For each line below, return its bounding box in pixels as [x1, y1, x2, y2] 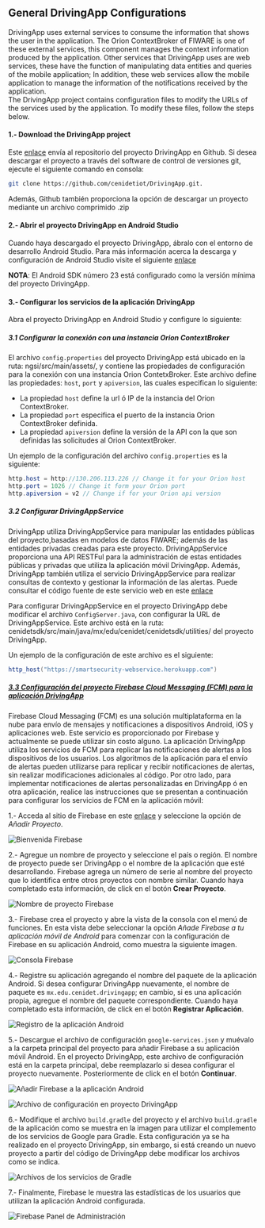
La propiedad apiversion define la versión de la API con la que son [19, 428, 237, 437]
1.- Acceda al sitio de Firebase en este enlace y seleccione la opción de [8, 811, 241, 820]
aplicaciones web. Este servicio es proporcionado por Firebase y [8, 727, 220, 737]
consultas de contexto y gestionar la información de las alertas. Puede [8, 577, 238, 586]
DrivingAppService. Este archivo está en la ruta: [8, 618, 165, 627]
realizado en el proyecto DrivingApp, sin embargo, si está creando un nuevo [8, 1140, 256, 1149]
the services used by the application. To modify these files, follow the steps [8, 103, 255, 113]
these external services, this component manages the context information [8, 44, 249, 54]
